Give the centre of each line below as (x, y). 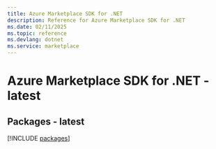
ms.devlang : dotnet (36, 40)
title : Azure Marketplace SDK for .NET (65, 14)
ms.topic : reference (37, 33)
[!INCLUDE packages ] (39, 138)
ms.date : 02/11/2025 (37, 27)
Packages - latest (46, 121)
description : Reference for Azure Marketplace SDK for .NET (97, 20)
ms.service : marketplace (43, 46)
